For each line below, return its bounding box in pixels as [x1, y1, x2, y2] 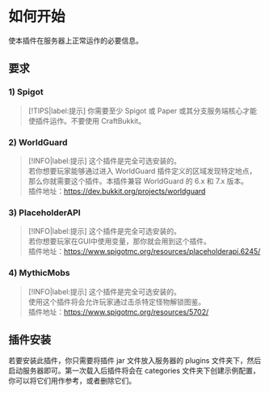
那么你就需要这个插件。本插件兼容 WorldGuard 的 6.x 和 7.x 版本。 [27, 175, 249, 186]
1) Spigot [8, 87, 44, 98]
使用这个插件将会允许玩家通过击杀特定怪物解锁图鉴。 [27, 297, 206, 306]
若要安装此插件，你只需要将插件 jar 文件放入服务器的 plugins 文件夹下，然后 [8, 356, 262, 366]
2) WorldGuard [8, 137, 68, 148]
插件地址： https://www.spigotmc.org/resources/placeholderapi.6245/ [27, 247, 261, 256]
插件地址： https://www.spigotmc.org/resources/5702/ [27, 306, 209, 316]
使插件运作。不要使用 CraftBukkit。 [27, 116, 146, 125]
